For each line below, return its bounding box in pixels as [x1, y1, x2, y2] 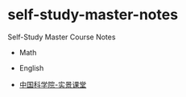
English [19, 63, 44, 73]
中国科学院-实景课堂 [19, 79, 87, 89]
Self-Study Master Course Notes [7, 32, 116, 42]
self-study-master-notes [7, 6, 179, 24]
